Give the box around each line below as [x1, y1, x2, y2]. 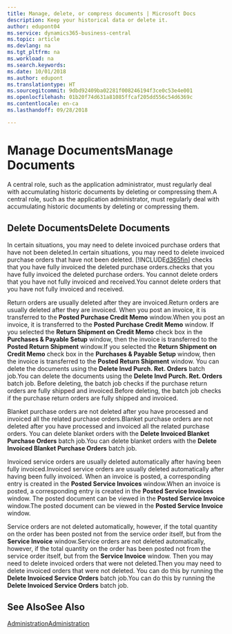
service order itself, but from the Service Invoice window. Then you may [7, 552, 213, 560]
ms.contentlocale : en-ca [7, 100, 79, 107]
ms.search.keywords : [7, 62, 67, 69]
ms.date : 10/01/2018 [7, 68, 67, 75]
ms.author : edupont [7, 74, 64, 82]
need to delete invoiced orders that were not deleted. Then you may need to [7, 559, 222, 568]
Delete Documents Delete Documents [7, 222, 171, 234]
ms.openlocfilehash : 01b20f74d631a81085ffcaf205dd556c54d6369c [7, 94, 193, 101]
